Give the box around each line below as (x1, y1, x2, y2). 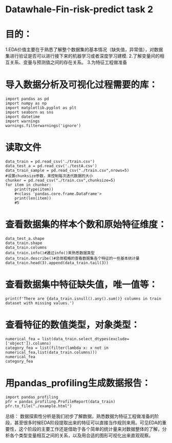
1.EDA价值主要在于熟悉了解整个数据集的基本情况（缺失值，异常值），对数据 (5, 47, 163, 53)
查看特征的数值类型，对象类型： (5, 319, 140, 331)
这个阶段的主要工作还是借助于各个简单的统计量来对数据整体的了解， (18, 426, 162, 432)
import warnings (5, 119, 40, 124)
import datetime (5, 114, 40, 120)
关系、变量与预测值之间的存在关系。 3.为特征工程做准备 (9, 59, 127, 65)
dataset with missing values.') (5, 300, 74, 305)
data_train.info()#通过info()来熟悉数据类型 (5, 250, 95, 255)
